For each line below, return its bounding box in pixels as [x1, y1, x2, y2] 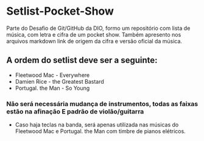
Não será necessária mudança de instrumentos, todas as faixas [6, 99, 199, 108]
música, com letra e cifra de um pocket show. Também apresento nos [6, 31, 181, 38]
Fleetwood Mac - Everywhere [15, 71, 90, 79]
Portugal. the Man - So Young [15, 84, 90, 92]
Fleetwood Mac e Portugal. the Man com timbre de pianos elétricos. [15, 128, 186, 135]
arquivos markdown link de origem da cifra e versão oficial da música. [6, 37, 183, 45]
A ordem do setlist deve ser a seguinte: [6, 55, 158, 65]
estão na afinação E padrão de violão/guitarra [6, 107, 144, 115]
